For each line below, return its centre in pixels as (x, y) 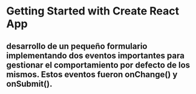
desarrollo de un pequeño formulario (77, 46)
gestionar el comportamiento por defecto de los (98, 65)
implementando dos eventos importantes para (95, 55)
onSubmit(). (29, 83)
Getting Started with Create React (93, 11)
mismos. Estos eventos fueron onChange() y (92, 74)
